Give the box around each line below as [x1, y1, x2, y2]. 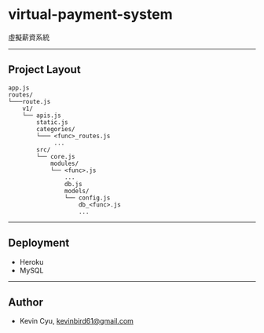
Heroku [19, 257, 44, 266]
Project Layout [8, 63, 81, 76]
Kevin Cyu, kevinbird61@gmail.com [19, 317, 134, 326]
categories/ [36, 125, 76, 133]
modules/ [49, 159, 79, 167]
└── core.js [36, 152, 76, 160]
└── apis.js [22, 112, 61, 119]
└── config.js [64, 194, 111, 202]
